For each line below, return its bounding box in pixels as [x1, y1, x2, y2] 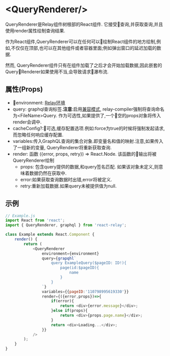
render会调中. [12, 119, 42, 125]
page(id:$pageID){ [60, 265, 100, 270]
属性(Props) [5, 85, 43, 94]
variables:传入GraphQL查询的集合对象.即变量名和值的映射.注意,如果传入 [12, 138, 163, 144]
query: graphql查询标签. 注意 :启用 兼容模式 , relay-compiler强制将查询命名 [12, 106, 165, 112]
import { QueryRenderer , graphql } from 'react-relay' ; [5, 223, 127, 228]
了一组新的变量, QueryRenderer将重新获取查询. [12, 144, 112, 151]
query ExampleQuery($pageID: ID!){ [51, 260, 127, 266]
